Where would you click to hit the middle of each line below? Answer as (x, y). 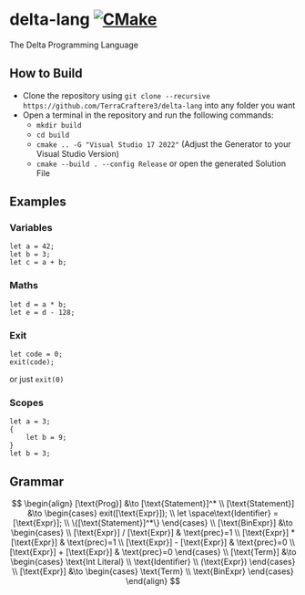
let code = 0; (36, 355)
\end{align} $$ (153, 581)
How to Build (46, 73)
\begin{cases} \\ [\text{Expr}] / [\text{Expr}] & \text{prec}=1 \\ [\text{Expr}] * (153, 533)
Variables (31, 228)
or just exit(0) (37, 380)
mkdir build (59, 125)
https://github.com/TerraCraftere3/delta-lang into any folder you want (159, 105)
